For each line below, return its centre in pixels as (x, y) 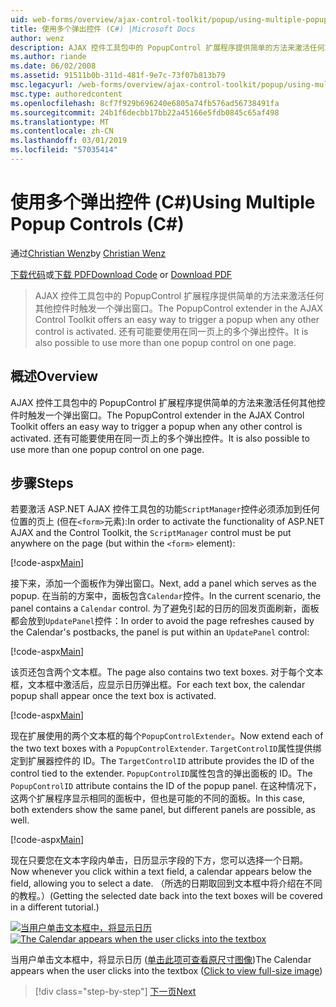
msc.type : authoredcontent (66, 94)
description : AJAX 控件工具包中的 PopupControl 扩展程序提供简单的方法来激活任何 (167, 47)
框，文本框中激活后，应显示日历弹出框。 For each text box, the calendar (158, 685)
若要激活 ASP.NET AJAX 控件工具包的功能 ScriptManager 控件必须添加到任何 (165, 509)
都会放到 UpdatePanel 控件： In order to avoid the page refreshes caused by (162, 621)
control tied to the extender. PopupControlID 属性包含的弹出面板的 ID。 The (161, 773)
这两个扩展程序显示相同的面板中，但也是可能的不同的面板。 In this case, (158, 798)
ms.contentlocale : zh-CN (62, 131)
